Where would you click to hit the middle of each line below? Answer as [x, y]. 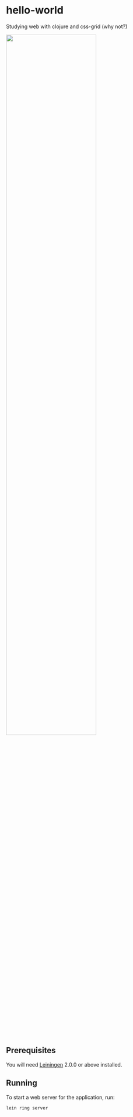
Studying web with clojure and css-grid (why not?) [67, 26]
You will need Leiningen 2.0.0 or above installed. [64, 1064]
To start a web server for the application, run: [60, 1097]
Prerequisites [31, 1050]
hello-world [35, 10]
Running [22, 1083]
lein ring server [27, 1108]
